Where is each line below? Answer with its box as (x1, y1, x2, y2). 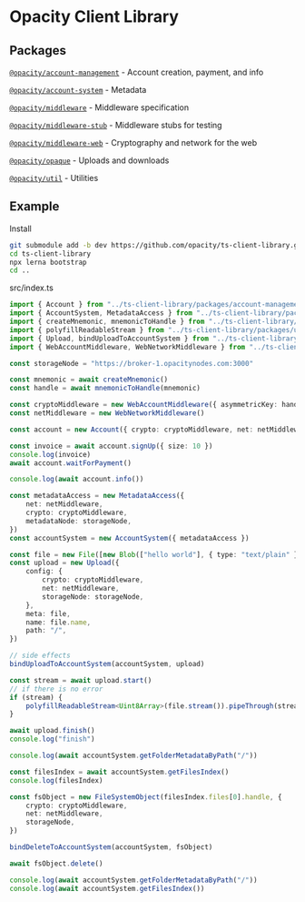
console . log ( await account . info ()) (9, 475, 144, 484)
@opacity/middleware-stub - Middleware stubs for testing (9, 120, 222, 130)
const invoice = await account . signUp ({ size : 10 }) (9, 441, 213, 451)
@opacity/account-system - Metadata (9, 85, 147, 95)
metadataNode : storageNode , (25, 516, 132, 525)
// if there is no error (9, 684, 103, 694)
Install (9, 223, 32, 234)
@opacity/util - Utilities (9, 173, 99, 183)
